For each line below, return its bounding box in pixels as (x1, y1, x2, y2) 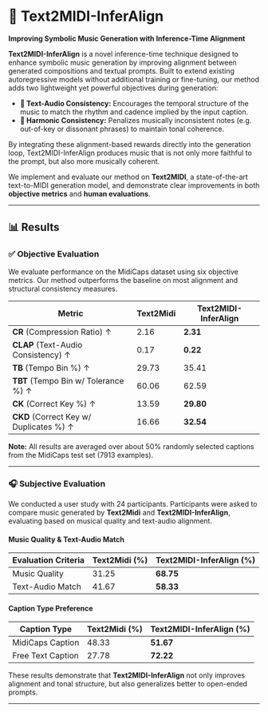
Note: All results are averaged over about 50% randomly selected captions (8, 441, 254, 451)
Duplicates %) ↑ (12, 421, 74, 432)
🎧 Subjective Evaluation (8, 478, 106, 489)
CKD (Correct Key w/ (12, 411, 92, 422)
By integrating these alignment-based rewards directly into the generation (8, 139, 251, 149)
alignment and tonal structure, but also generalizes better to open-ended (8, 679, 248, 689)
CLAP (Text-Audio (12, 339, 83, 350)
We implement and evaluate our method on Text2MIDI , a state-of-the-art (8, 172, 249, 181)
